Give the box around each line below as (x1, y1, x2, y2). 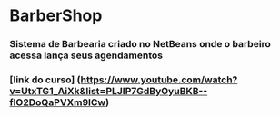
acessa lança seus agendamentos (9, 49, 164, 62)
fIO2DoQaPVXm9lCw (9, 96, 106, 109)
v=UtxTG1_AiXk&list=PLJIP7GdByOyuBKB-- (9, 85, 208, 98)
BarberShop (9, 5, 103, 26)
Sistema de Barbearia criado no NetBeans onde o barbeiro (9, 38, 271, 51)
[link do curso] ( (9, 73, 82, 86)
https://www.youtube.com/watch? (80, 73, 238, 86)
